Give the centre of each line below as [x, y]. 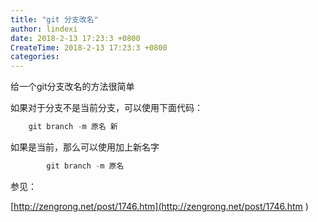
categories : [35, 57]
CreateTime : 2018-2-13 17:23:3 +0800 [89, 47]
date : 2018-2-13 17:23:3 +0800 [75, 38]
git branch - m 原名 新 [73, 127]
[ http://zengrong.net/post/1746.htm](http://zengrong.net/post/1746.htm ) [159, 206]
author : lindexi [44, 29]
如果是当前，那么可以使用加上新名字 [85, 147]
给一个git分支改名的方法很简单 [72, 87]
